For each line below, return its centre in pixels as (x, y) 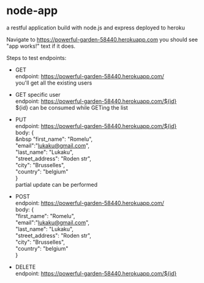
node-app (32, 11)
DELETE (25, 266)
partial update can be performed (56, 184)
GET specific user (38, 94)
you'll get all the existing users (54, 83)
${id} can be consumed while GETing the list (72, 107)
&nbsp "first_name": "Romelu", (54, 139)
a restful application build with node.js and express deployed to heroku (96, 28)
